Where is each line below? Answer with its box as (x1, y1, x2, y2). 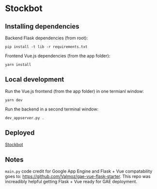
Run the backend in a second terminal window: (5, 106, 98, 112)
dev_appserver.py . (5, 115, 45, 120)
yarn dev (5, 97, 23, 102)
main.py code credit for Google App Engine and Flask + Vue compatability (5, 168, 153, 174)
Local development (5, 76, 64, 84)
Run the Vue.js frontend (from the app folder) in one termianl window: (5, 88, 144, 94)
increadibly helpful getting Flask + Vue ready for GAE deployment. (5, 179, 137, 185)
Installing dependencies (5, 22, 79, 31)
